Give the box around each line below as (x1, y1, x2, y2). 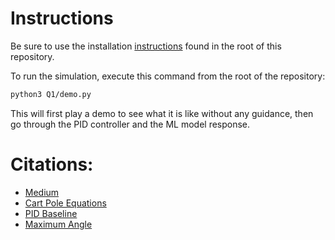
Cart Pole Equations (24, 197, 107, 209)
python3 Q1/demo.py (10, 89, 92, 99)
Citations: (10, 153, 94, 176)
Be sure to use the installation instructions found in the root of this (10, 40, 282, 52)
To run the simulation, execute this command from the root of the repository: (10, 70, 326, 82)
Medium (24, 186, 60, 198)
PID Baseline (24, 207, 78, 219)
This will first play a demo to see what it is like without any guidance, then (10, 107, 314, 119)
